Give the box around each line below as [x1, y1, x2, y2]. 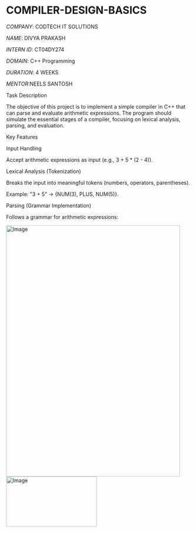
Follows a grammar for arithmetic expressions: [6, 213, 119, 220]
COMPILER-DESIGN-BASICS [6, 4, 147, 17]
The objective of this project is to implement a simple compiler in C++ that [6, 103, 186, 110]
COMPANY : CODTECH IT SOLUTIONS [6, 23, 98, 30]
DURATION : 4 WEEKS [6, 68, 59, 76]
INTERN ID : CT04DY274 [6, 45, 65, 53]
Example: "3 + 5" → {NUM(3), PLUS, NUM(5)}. [6, 190, 119, 198]
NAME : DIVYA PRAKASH [6, 34, 66, 41]
